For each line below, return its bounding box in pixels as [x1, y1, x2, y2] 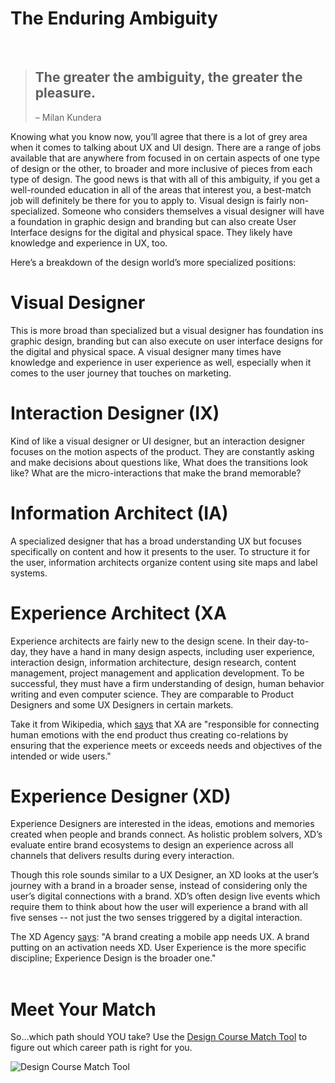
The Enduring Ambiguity [10, 7, 218, 30]
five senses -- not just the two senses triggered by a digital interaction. [10, 912, 303, 924]
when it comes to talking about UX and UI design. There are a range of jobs [10, 141, 322, 153]
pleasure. [34, 85, 97, 102]
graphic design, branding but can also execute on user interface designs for [10, 335, 324, 347]
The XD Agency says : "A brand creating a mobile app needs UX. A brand [10, 931, 310, 943]
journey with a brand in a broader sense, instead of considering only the [10, 880, 308, 892]
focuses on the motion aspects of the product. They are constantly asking [10, 445, 315, 457]
